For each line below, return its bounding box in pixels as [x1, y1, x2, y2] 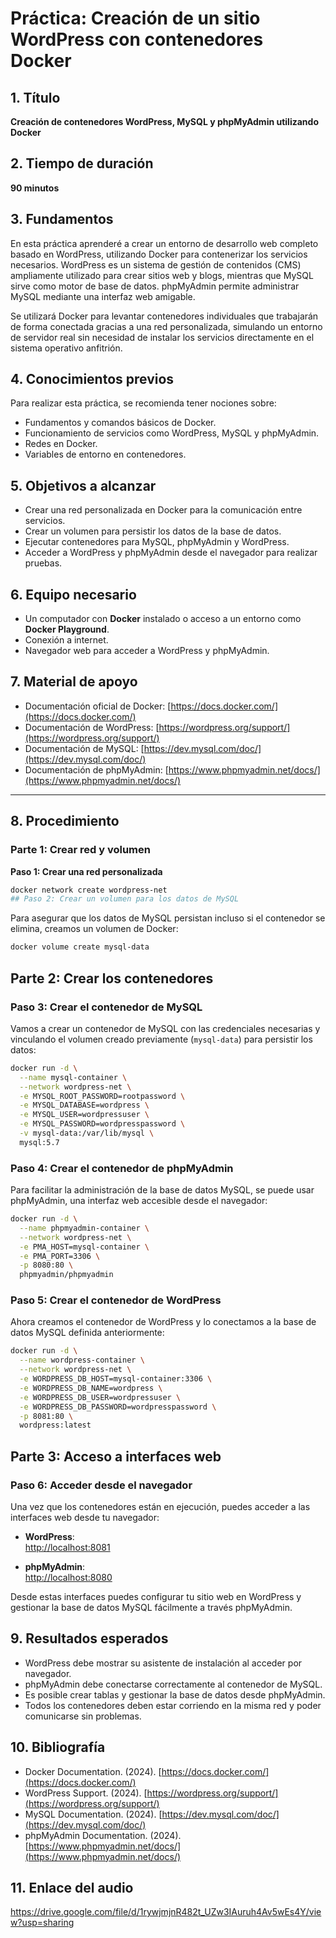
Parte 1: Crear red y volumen [10, 843, 151, 857]
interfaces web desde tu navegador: [10, 1512, 160, 1524]
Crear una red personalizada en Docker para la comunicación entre [24, 504, 303, 516]
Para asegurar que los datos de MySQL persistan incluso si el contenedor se [10, 912, 326, 924]
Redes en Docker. [24, 438, 98, 450]
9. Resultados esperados [10, 1630, 169, 1647]
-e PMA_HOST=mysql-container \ [19, 1242, 150, 1252]
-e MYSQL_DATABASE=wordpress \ [19, 1100, 150, 1111]
